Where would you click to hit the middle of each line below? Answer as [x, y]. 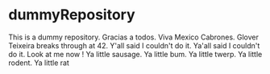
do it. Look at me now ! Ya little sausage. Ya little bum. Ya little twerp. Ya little [135, 54]
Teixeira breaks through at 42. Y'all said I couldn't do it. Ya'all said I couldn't [134, 45]
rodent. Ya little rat [39, 63]
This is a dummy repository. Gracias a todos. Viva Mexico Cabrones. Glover [134, 37]
